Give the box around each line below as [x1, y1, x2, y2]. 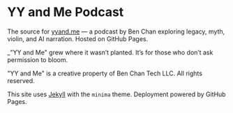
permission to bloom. [7, 55, 68, 63]
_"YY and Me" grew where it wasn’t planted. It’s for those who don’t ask [7, 48, 213, 56]
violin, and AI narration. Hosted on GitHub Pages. [7, 34, 149, 43]
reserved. [7, 76, 35, 84]
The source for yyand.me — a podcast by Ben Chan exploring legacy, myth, [7, 27, 225, 36]
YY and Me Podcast [7, 4, 124, 20]
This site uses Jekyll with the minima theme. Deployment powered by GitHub [7, 90, 226, 98]
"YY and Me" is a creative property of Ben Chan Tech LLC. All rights [7, 69, 202, 77]
